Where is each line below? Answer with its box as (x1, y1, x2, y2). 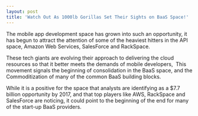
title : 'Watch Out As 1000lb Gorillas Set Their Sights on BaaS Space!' (6, 14, 189, 20)
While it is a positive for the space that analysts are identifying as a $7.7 (6, 84, 180, 91)
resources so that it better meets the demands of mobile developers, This (6, 60, 187, 68)
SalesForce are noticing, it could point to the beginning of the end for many (6, 97, 189, 104)
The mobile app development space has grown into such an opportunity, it (6, 30, 187, 37)
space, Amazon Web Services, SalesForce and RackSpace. (6, 42, 151, 50)
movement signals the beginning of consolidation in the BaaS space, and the (6, 67, 193, 74)
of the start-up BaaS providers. (6, 103, 82, 110)
